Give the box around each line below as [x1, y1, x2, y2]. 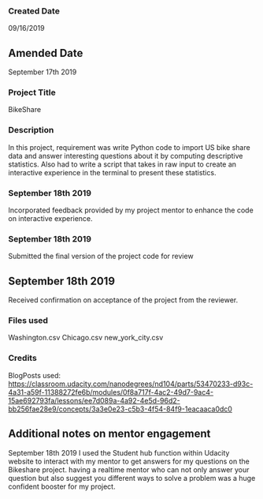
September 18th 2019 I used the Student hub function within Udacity [8, 448, 230, 457]
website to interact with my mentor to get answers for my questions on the [8, 456, 250, 466]
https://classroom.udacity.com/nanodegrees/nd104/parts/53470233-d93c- [8, 379, 254, 388]
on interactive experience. [8, 214, 93, 223]
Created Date [8, 6, 61, 17]
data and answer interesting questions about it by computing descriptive [8, 151, 243, 160]
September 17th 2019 [8, 67, 77, 77]
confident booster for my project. [8, 482, 116, 491]
